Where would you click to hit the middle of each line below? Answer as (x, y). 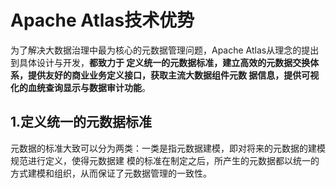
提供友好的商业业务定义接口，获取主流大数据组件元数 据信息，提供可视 (173, 75)
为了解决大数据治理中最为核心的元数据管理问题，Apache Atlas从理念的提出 (165, 50)
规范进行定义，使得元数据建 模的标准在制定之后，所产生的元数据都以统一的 (165, 160)
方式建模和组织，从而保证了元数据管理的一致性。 (111, 173)
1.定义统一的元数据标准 (81, 122)
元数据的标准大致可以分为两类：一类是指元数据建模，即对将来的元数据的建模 (168, 148)
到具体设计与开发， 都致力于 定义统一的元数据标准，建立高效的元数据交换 (160, 62)
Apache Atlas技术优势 (102, 20)
